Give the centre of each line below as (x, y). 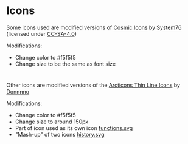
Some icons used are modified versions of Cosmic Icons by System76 (94, 27)
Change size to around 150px (52, 122)
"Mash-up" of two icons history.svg (60, 135)
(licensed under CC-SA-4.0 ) (42, 33)
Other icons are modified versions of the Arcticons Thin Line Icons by (93, 85)
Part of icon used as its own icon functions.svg (74, 128)
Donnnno (18, 92)
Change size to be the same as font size (65, 64)
